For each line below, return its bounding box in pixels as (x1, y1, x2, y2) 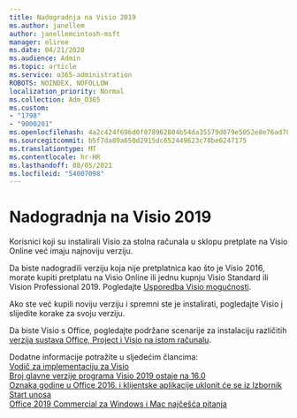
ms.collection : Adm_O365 (9, 95, 101, 104)
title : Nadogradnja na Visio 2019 (9, 12, 137, 22)
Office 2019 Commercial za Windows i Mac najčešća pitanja (9, 399, 227, 409)
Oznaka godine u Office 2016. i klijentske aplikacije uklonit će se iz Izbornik (9, 380, 283, 391)
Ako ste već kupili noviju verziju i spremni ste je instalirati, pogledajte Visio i (9, 299, 283, 309)
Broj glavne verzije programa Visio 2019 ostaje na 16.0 (9, 370, 206, 381)
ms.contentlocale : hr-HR (9, 152, 101, 162)
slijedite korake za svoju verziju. (9, 308, 126, 319)
